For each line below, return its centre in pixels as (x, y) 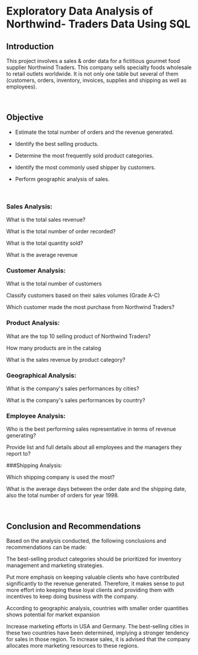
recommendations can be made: (46, 547)
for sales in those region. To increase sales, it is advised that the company (98, 639)
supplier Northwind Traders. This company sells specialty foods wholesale (99, 67)
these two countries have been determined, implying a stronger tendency (97, 633)
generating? (21, 436)
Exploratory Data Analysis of (80, 11)
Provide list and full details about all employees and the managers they (94, 447)
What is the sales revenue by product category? (66, 359)
